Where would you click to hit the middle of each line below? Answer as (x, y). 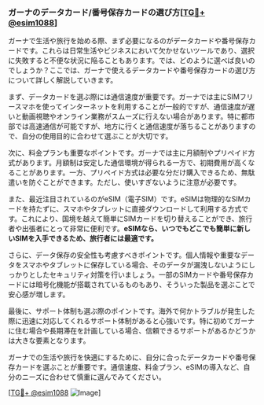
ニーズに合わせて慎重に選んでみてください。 (94, 377)
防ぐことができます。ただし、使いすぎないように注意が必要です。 (135, 182)
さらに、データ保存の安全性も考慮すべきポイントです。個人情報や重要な (125, 255)
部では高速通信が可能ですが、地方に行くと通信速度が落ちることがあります (128, 127)
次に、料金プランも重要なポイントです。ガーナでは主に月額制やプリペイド (128, 153)
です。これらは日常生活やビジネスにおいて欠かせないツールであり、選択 (138, 51)
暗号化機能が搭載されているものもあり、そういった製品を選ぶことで (145, 285)
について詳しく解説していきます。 (63, 80)
